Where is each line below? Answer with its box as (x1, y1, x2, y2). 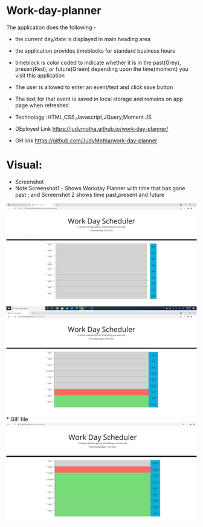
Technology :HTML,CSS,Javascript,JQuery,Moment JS (14, 113, 152, 121)
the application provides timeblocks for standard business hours (14, 47, 175, 55)
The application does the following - (6, 24, 97, 31)
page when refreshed (14, 101, 69, 109)
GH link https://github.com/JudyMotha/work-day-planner (14, 137, 158, 144)
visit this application (14, 71, 65, 79)
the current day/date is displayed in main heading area (14, 35, 151, 42)
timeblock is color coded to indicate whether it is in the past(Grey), (14, 59, 181, 66)
